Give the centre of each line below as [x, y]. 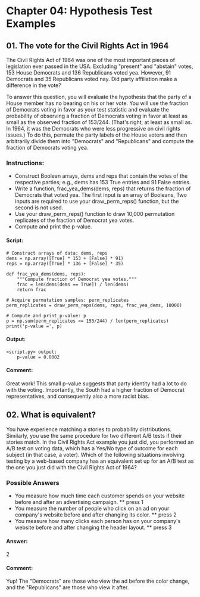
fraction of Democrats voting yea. [47, 148]
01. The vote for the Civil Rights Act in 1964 [87, 46]
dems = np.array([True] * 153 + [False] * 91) [65, 258]
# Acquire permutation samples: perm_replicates [68, 300]
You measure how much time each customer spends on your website [100, 496]
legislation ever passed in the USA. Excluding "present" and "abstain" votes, [100, 66]
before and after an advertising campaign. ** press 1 [79, 502]
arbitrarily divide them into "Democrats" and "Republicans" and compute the [100, 141]
